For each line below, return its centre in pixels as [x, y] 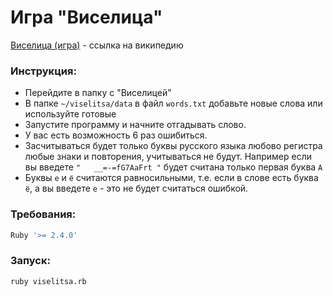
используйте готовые [70, 114]
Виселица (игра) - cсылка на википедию [97, 45]
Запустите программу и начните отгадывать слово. [135, 125]
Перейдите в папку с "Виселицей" [98, 93]
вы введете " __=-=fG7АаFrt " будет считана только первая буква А [173, 167]
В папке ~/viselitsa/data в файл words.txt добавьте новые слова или [173, 103]
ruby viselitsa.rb [48, 281]
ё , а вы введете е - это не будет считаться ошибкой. [136, 188]
